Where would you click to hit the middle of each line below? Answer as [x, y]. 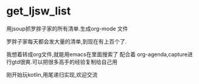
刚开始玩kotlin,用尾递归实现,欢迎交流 [52, 74]
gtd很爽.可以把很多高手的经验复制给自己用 [64, 62]
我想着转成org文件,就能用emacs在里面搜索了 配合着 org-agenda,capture [97, 54]
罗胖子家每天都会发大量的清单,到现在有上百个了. [67, 41]
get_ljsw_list [39, 11]
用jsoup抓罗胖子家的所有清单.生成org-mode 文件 [67, 28]
